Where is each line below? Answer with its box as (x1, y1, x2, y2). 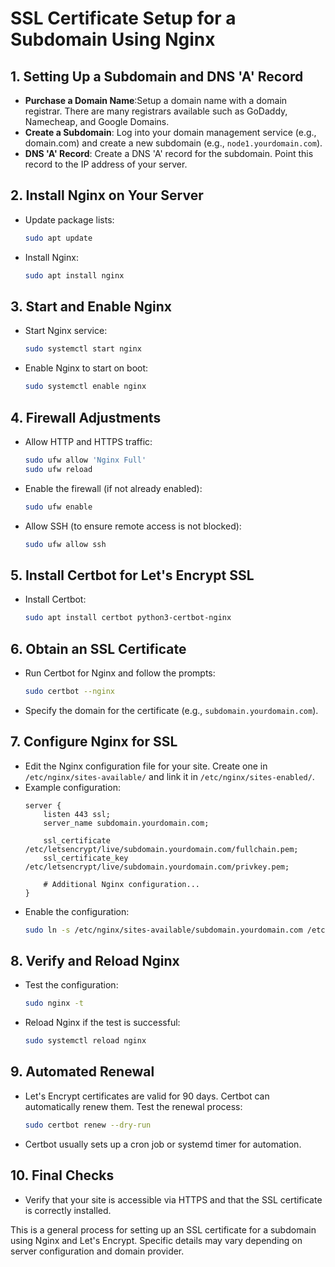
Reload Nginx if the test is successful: (24, 1017, 181, 1029)
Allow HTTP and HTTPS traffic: (24, 435, 153, 447)
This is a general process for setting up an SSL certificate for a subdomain (10, 1223, 317, 1236)
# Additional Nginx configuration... (43, 879, 200, 889)
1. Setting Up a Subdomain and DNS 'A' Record (10, 68, 304, 85)
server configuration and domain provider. (10, 1245, 185, 1257)
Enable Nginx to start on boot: (24, 362, 149, 374)
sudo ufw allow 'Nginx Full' (24, 455, 147, 465)
